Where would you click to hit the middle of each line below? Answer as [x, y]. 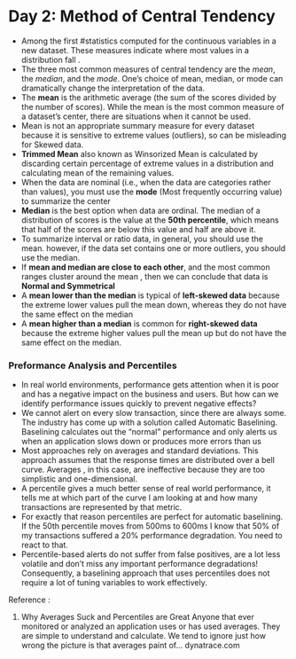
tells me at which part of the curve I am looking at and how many [139, 498]
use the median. [51, 257]
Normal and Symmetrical [68, 286]
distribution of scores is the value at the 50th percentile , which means [150, 220]
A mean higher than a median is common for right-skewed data [139, 323]
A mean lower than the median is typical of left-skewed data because [150, 295]
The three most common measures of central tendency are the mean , [148, 69]
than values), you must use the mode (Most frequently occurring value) [152, 192]
